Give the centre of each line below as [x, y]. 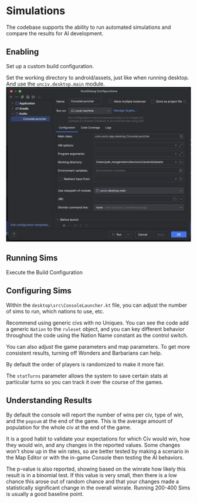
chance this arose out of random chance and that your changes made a [93, 481]
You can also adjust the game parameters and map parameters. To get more [98, 346]
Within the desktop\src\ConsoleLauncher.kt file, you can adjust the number [97, 305]
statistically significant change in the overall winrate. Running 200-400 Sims [98, 488]
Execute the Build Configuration [45, 272]
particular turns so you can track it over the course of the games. [85, 382]
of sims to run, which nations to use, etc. [55, 311]
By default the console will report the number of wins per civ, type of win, [95, 415]
